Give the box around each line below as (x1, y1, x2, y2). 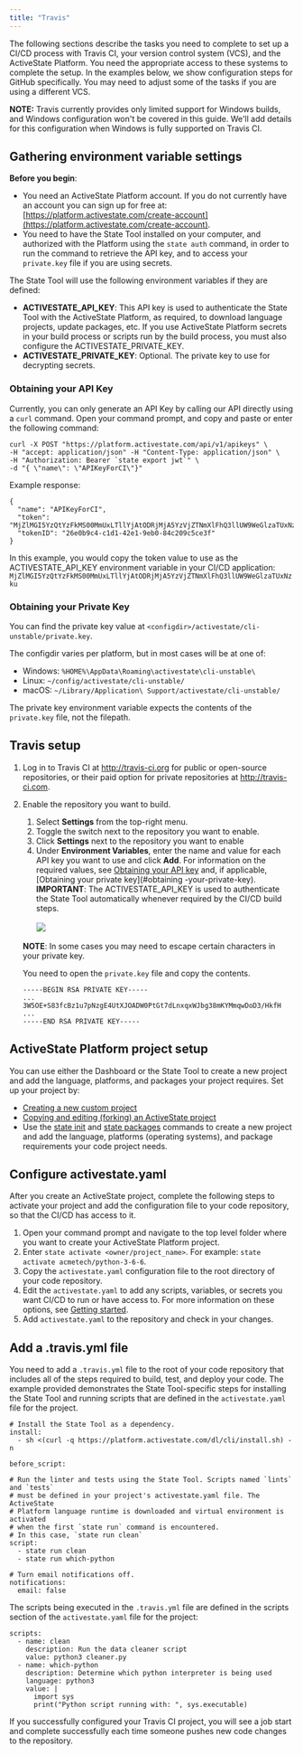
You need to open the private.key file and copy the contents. (22, 967, 251, 978)
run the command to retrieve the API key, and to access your (22, 248, 248, 259)
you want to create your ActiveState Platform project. (22, 1237, 220, 1248)
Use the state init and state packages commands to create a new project (22, 1121, 292, 1132)
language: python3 (25, 1676, 95, 1686)
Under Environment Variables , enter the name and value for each (35, 844, 281, 855)
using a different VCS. (9, 86, 91, 97)
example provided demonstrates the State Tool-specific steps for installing (9, 1383, 287, 1394)
